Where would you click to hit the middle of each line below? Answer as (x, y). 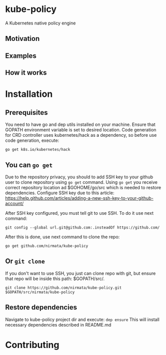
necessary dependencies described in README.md (58, 325)
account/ (14, 203)
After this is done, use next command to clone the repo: (62, 237)
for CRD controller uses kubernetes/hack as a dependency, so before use (81, 135)
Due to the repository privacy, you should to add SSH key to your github (79, 177)
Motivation (22, 39)
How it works (26, 73)
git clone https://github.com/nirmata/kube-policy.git (63, 288)
